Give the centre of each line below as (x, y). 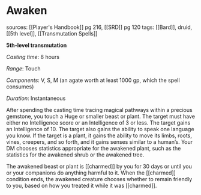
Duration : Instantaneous (36, 98)
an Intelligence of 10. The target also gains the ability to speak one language (100, 129)
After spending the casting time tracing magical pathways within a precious (100, 110)
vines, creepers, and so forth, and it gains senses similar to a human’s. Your (100, 141)
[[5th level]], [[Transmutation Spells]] (52, 33)
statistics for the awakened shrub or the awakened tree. (75, 155)
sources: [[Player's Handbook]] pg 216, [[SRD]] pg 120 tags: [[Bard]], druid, (99, 27)
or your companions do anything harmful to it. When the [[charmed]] (91, 173)
